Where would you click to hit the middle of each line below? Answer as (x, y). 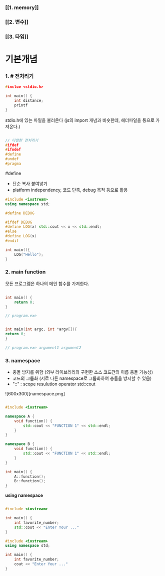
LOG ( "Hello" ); (29, 254)
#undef (12, 159)
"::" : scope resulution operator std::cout (54, 384)
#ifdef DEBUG (19, 222)
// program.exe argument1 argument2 (43, 348)
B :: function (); (30, 481)
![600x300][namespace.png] (35, 394)
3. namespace (23, 360)
